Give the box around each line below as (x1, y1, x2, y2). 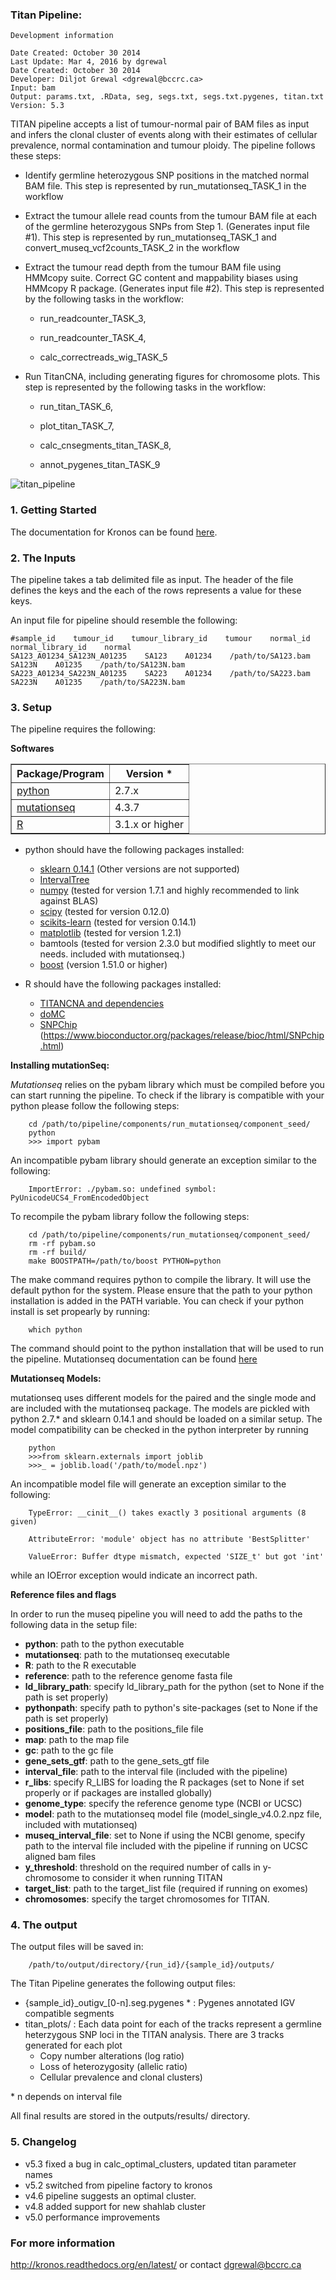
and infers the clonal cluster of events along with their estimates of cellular (10, 129, 318, 141)
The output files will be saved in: (10, 1941, 144, 1953)
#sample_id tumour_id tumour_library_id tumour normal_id (10, 633, 311, 643)
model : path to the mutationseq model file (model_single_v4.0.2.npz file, (24, 1808, 323, 1820)
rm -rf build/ (28, 1248, 87, 1258)
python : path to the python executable (24, 1638, 185, 1650)
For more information (10, 2236, 116, 2250)
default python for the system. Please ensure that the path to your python (10, 1284, 313, 1297)
